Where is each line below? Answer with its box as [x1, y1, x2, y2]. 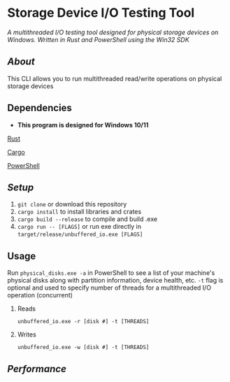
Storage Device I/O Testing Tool [7, 5, 195, 21]
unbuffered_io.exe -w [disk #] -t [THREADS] [17, 344, 150, 351]
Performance [7, 362, 66, 375]
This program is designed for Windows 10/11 [17, 120, 149, 129]
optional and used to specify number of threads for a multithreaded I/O [7, 283, 212, 292]
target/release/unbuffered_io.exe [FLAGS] [17, 231, 143, 239]
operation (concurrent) [7, 291, 73, 299]
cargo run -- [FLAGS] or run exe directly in [17, 222, 142, 231]
